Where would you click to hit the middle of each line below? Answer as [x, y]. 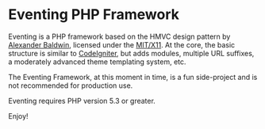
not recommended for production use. [71, 85]
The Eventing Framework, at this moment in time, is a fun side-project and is [133, 77]
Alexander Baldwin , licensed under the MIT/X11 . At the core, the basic [122, 44]
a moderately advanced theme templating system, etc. [97, 62]
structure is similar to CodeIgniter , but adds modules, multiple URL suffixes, [131, 53]
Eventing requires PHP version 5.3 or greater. [82, 101]
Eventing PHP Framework [94, 15]
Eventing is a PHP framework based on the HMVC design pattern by [119, 36]
